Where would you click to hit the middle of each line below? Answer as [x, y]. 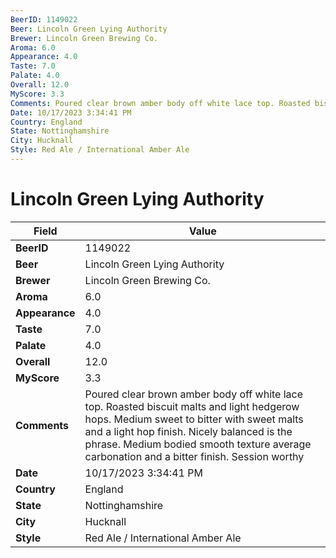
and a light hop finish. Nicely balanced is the [188, 431]
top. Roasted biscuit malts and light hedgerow [192, 406]
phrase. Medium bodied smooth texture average [198, 444]
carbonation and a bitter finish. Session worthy [194, 456]
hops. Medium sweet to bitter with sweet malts [194, 419]
